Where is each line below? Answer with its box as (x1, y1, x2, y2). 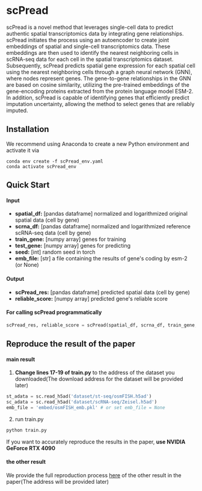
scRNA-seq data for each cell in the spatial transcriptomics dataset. (6, 55, 174, 63)
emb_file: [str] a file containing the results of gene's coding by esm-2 (14, 255, 188, 262)
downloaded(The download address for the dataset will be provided (14, 375, 183, 383)
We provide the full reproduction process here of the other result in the (6, 471, 182, 479)
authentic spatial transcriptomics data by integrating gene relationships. (6, 30, 185, 37)
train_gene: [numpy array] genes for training (14, 236, 126, 243)
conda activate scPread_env (6, 163, 77, 169)
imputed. (6, 107, 28, 114)
